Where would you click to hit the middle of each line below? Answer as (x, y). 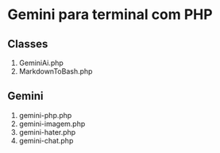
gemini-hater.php (47, 132)
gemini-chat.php (46, 140)
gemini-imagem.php (52, 124)
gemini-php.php (45, 115)
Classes (28, 44)
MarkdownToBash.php (56, 71)
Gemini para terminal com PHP (110, 15)
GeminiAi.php (41, 63)
